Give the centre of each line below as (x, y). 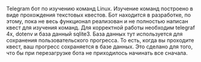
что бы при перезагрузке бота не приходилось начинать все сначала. (97, 53)
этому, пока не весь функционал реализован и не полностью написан (97, 21)
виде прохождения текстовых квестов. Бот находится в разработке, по (99, 15)
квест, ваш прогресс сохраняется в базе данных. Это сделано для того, (100, 46)
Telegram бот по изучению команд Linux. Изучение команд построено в (100, 9)
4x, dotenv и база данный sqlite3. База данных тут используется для (94, 34)
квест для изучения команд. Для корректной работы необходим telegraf (101, 27)
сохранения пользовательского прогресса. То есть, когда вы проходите (100, 40)
